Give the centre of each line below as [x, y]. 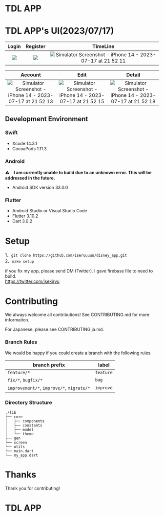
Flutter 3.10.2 [25, 216]
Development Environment [47, 119]
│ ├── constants [24, 425]
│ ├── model [20, 429]
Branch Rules [21, 342]
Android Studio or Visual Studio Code [50, 211]
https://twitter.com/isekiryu [32, 281]
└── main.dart [20, 451]
